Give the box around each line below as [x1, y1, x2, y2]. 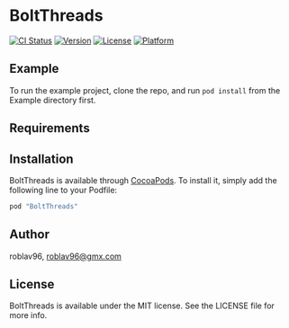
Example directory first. [9, 94, 96, 105]
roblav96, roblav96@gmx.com [9, 251, 122, 262]
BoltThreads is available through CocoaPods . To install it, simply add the [9, 174, 277, 185]
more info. [9, 310, 48, 321]
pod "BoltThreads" [9, 201, 78, 211]
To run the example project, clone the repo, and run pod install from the [9, 84, 281, 95]
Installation [9, 151, 74, 166]
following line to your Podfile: [9, 184, 118, 195]
